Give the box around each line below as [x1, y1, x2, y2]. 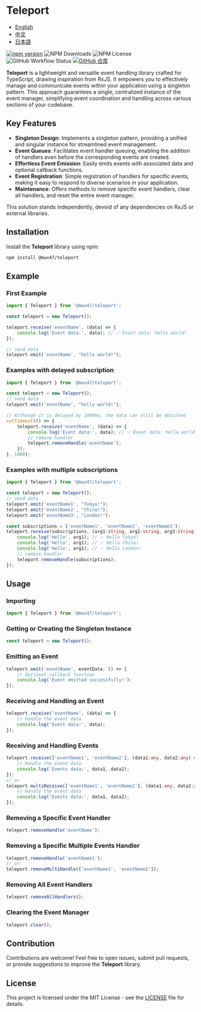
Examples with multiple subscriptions [6, 465, 118, 474]
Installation [6, 227, 49, 237]
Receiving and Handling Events [6, 741, 99, 749]
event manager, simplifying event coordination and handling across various [6, 94, 191, 102]
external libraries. [6, 209, 50, 216]
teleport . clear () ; [6, 921, 52, 928]
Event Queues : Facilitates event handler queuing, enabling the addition [14, 147, 190, 154]
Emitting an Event [6, 652, 59, 661]
